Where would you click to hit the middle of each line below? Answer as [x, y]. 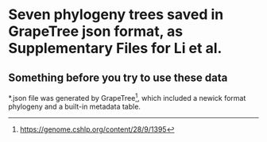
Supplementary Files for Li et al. [115, 48]
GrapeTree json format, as [96, 31]
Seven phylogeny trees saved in [116, 15]
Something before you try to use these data [118, 77]
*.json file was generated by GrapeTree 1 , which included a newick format [127, 97]
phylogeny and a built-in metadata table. [75, 106]
